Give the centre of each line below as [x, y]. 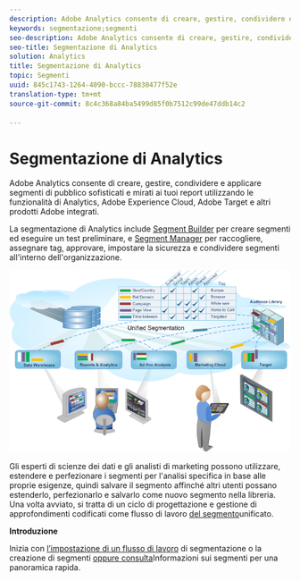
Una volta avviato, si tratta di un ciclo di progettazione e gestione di [133, 504]
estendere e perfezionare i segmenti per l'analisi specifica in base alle [137, 476]
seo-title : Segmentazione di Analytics [83, 47]
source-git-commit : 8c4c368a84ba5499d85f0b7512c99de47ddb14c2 [127, 104]
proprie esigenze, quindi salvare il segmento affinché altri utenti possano [143, 485]
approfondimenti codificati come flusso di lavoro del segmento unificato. [142, 513]
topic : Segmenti [39, 76]
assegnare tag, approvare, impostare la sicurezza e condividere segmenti [144, 248]
